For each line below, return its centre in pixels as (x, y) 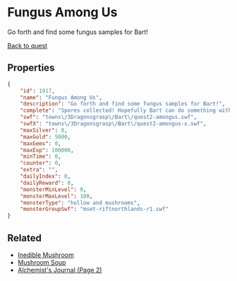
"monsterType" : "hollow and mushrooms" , (80, 202)
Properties (31, 68)
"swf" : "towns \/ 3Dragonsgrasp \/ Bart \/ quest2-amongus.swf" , (109, 117)
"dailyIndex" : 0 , (45, 176)
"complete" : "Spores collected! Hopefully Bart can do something (118, 110)
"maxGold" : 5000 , (45, 137)
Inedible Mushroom (45, 255)
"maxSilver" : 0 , (44, 130)
